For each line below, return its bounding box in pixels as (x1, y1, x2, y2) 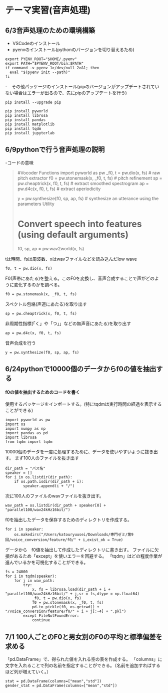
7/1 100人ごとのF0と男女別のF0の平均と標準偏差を (5, 632, 162, 641)
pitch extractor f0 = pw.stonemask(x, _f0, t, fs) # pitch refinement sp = (17, 175, 162, 181)
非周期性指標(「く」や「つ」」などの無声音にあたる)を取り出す (5, 320, 131, 326)
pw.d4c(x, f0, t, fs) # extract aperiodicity (17, 186, 101, 192)
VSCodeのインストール (12, 41, 60, 46)
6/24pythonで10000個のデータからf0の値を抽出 (5, 365, 156, 374)
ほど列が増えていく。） (5, 669, 51, 675)
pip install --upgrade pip (5, 100, 61, 105)
